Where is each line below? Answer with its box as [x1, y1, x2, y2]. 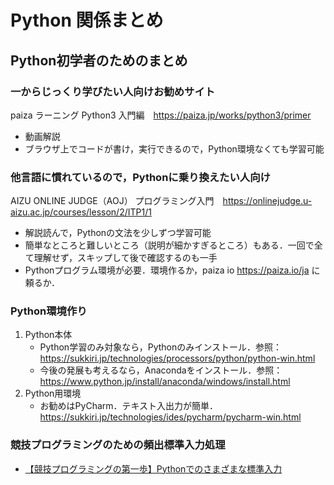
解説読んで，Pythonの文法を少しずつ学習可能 [24, 227, 212, 239]
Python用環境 [24, 387, 82, 400]
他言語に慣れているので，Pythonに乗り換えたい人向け [10, 170, 271, 184]
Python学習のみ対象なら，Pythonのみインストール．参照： [39, 341, 282, 353]
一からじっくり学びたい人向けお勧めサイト [10, 84, 216, 98]
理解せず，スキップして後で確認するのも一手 [33, 252, 218, 264]
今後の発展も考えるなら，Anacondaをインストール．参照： [39, 364, 283, 376]
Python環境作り [10, 304, 88, 318]
